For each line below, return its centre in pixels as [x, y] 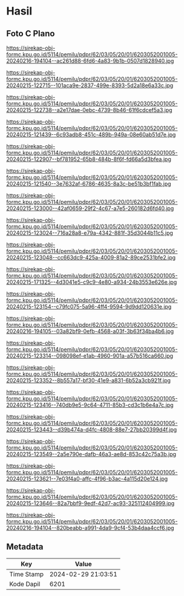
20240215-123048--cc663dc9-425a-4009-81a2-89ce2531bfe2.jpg [91, 257]
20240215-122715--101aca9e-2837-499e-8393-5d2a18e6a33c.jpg [90, 85]
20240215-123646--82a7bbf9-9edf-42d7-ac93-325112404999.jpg [90, 503]
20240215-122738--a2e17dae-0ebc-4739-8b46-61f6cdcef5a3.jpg [89, 110]
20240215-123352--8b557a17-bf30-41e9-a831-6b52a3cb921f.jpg [89, 380]
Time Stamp [27, 574]
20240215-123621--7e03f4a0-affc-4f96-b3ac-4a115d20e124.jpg [87, 479]
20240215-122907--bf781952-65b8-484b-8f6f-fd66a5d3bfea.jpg [89, 159]
